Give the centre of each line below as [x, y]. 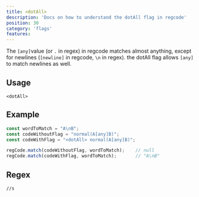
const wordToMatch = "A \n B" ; [43, 128]
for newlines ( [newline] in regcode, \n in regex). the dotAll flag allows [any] [100, 57]
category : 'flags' [29, 28]
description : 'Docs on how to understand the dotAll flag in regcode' [96, 17]
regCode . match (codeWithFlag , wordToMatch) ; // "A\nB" [83, 156]
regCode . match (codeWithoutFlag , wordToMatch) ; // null [80, 150]
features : [19, 34]
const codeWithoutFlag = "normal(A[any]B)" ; [63, 134]
